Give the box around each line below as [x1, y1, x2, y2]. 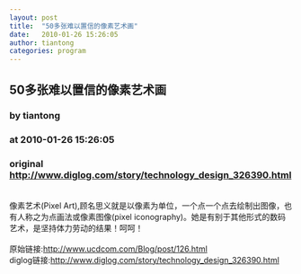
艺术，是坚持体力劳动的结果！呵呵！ [9, 222, 144, 234]
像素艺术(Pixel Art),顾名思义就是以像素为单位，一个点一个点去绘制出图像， [9, 199, 285, 211]
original [9, 158, 44, 171]
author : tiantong [9, 38, 75, 48]
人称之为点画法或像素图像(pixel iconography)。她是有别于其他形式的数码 [16, 211, 286, 222]
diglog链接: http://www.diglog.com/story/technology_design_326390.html [9, 254, 280, 265]
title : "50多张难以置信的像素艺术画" [9, 22, 138, 31]
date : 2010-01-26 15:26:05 [9, 30, 119, 39]
